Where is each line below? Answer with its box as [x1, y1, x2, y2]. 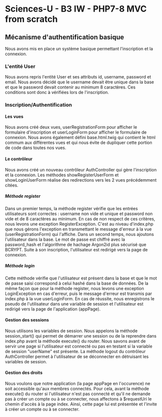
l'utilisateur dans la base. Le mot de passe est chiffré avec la [5, 236, 125, 242]
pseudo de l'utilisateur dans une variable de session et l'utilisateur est [5, 301, 144, 307]
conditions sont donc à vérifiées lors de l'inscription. [5, 90, 109, 95]
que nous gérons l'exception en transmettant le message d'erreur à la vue [5, 226, 152, 232]
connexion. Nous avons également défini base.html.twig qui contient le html [5, 135, 156, 140]
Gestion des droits [5, 370, 42, 376]
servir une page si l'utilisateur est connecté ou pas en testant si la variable [5, 343, 153, 349]
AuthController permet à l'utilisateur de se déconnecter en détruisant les [5, 354, 149, 359]
